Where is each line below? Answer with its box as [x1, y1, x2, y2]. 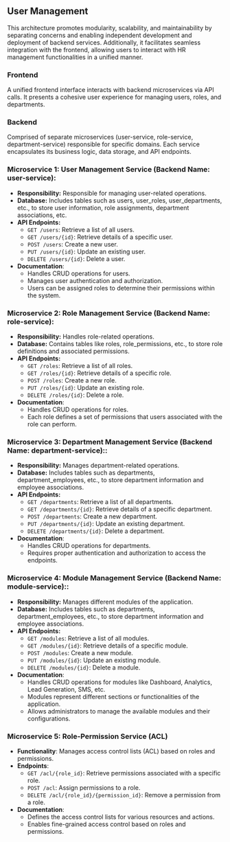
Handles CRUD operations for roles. [27, 405, 129, 413]
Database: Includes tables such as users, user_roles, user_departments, [16, 196, 222, 205]
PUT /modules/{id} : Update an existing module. [27, 656, 161, 664]
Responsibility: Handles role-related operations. [16, 332, 154, 341]
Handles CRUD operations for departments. [27, 542, 151, 550]
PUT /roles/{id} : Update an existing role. [27, 384, 145, 391]
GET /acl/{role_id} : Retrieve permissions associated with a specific [27, 769, 221, 777]
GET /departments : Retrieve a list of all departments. [27, 498, 174, 506]
